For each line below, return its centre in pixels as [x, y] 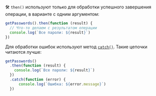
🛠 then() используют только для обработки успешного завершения [78, 7]
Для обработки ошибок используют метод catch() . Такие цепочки [76, 47]
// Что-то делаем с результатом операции [53, 28]
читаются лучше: [23, 52]
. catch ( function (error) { [38, 80]
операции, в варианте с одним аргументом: [52, 14]
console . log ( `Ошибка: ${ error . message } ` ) [62, 84]
